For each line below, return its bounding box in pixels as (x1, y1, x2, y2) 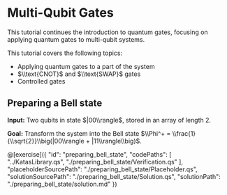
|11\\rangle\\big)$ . (91, 136, 142, 145)
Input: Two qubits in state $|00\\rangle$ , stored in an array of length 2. (7, 116, 212, 124)
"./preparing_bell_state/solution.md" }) (7, 180, 117, 188)
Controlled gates (17, 77, 66, 85)
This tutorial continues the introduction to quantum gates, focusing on (7, 28, 208, 36)
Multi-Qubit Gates (7, 5, 114, 21)
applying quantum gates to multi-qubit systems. (7, 35, 145, 43)
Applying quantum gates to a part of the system (17, 62, 155, 70)
